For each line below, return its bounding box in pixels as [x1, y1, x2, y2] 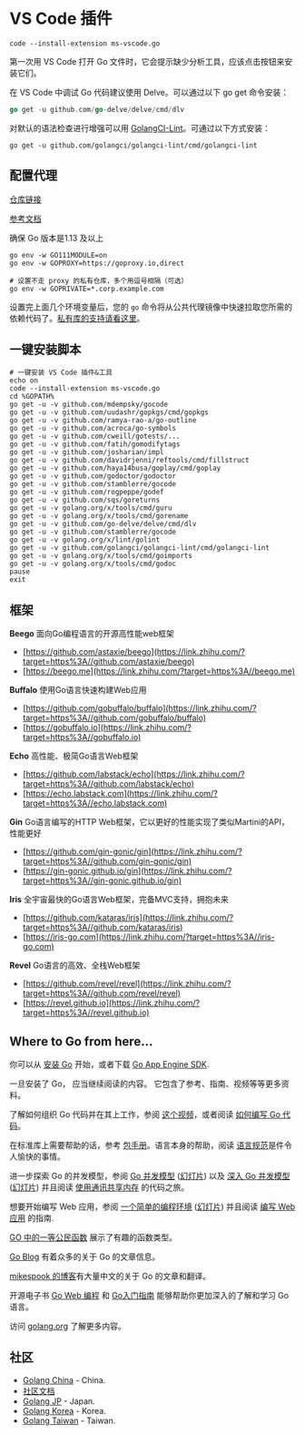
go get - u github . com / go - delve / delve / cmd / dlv [9, 105, 184, 114]
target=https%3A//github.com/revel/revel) [22, 988, 182, 999]
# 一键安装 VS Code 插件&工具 [9, 368, 113, 378]
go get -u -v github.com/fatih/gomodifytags [9, 440, 181, 449]
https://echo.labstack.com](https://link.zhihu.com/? [25, 789, 218, 799]
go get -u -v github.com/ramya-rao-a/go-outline [9, 416, 197, 425]
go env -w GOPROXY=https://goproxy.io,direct [9, 259, 184, 268]
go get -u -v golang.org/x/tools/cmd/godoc [9, 559, 177, 569]
